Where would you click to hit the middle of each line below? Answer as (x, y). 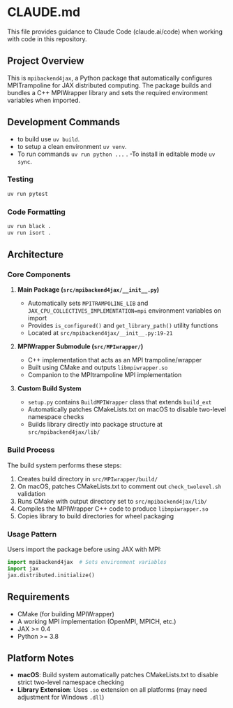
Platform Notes (41, 658)
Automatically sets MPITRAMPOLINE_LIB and (88, 303)
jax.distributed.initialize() (51, 575)
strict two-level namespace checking (70, 682)
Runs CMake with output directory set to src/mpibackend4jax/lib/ (112, 501)
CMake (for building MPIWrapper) (66, 614)
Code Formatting (37, 212)
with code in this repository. (47, 38)
